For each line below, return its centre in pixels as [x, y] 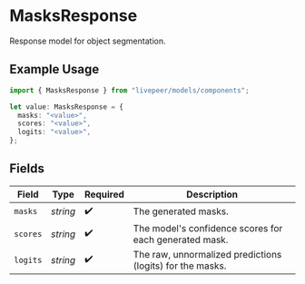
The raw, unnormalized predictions [207, 254]
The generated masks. [181, 211]
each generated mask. [181, 240]
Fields [27, 169]
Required [105, 194]
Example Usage [54, 69]
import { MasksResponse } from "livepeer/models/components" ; [129, 90]
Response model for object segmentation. [88, 41]
